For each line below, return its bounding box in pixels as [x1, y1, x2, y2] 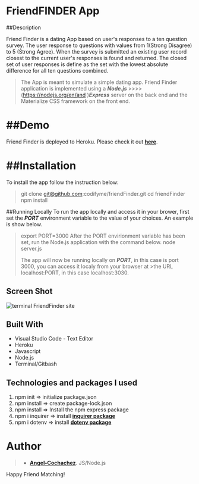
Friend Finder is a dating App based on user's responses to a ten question [6, 35, 187, 42]
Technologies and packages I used [6, 377, 138, 388]
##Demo [6, 118, 49, 132]
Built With [6, 320, 43, 330]
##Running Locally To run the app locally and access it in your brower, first [6, 208, 189, 215]
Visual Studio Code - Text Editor [14, 335, 94, 342]
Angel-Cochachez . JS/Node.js [29, 460, 106, 467]
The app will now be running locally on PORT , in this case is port [20, 256, 179, 263]
